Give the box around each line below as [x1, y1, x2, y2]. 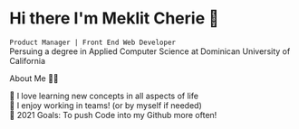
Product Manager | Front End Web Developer [9, 38, 177, 47]
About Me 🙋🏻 [9, 72, 59, 84]
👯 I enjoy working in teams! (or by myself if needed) [9, 99, 202, 111]
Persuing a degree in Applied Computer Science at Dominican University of [9, 45, 291, 57]
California [9, 55, 46, 66]
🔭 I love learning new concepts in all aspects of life [9, 90, 199, 101]
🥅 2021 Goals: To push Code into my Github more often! [9, 109, 217, 120]
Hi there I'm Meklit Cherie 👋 [9, 8, 219, 29]
